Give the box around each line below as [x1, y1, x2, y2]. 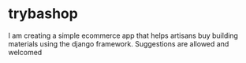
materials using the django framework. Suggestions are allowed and [8, 39, 229, 48]
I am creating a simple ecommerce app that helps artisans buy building [8, 31, 239, 40]
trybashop [8, 5, 79, 23]
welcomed [8, 47, 43, 57]
